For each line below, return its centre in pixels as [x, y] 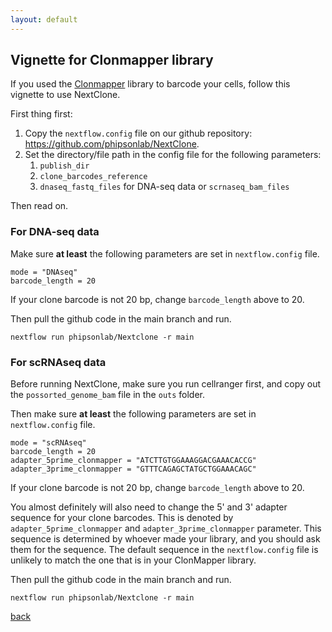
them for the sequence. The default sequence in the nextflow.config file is [164, 550]
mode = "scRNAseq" [48, 443]
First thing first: [41, 114]
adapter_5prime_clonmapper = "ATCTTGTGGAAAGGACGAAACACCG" [133, 461]
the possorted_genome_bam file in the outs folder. [108, 395]
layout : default [44, 19]
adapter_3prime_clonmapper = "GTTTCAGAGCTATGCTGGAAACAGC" [133, 469]
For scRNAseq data [58, 362]
